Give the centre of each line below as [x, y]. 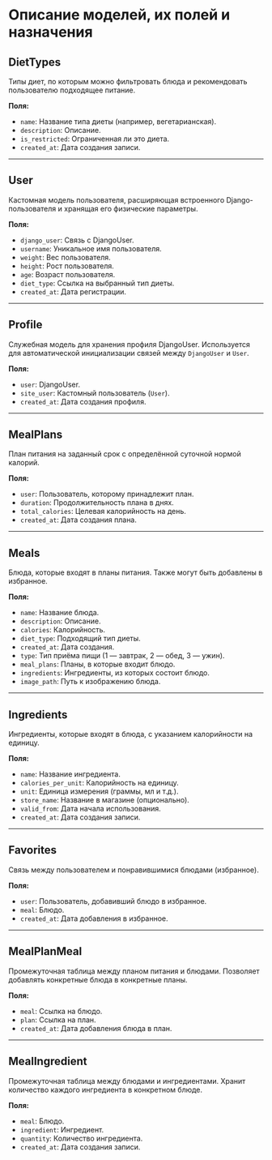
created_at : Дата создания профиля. [83, 401]
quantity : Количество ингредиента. [81, 1138]
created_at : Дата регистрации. [73, 291]
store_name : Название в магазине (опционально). [105, 800]
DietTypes [35, 62]
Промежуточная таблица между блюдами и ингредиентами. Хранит [127, 1081]
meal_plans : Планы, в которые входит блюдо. [98, 664]
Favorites [32, 850]
